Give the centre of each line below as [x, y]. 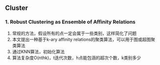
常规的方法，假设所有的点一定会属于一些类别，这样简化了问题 [74, 33]
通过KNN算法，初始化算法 [38, 51]
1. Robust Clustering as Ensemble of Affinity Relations [70, 22]
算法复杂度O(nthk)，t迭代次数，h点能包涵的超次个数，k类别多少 [77, 58]
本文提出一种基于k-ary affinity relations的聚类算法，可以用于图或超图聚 [84, 39]
